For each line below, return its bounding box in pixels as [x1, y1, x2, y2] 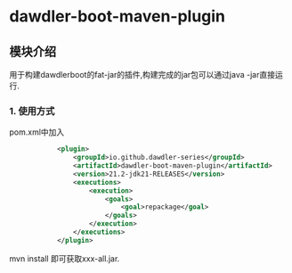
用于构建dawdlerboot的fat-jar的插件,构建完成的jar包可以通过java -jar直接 [9, 70, 276, 79]
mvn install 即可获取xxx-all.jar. [9, 252, 120, 264]
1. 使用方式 [9, 104, 55, 117]
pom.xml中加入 [9, 127, 65, 137]
